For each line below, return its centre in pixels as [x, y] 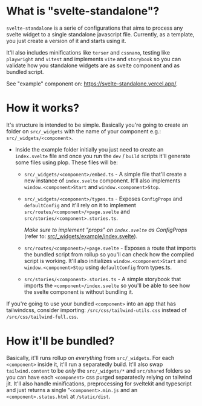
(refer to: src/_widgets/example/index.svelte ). [81, 236]
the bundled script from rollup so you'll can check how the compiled [109, 254]
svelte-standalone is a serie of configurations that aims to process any [95, 28]
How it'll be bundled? [60, 341]
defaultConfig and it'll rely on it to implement [80, 205]
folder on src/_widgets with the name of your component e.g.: [84, 131]
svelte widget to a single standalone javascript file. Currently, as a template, [100, 34]
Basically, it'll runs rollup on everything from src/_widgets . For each [90, 358]
